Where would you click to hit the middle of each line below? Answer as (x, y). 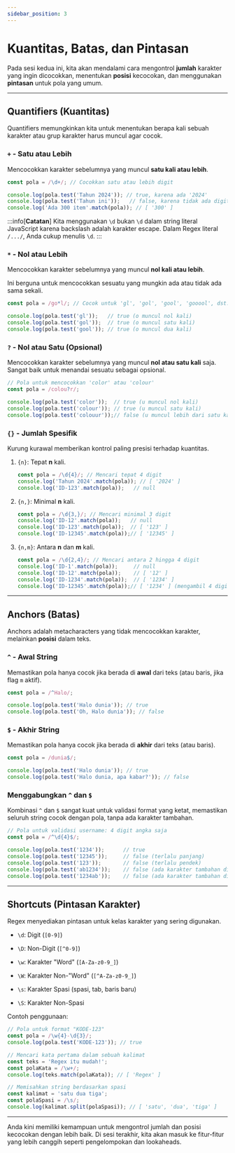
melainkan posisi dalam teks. (49, 639)
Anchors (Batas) (44, 614)
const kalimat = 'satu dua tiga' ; (58, 1094)
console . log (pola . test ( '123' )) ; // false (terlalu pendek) (104, 863)
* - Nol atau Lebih (37, 255)
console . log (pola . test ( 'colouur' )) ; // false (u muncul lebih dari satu (114, 415)
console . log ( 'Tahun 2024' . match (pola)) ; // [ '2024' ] (99, 481)
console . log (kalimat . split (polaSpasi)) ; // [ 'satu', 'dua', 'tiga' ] (112, 1107)
